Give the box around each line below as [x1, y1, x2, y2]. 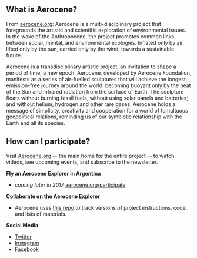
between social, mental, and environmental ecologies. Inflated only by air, [6, 39, 184, 46]
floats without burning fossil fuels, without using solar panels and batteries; [6, 94, 189, 101]
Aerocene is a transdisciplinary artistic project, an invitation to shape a [6, 63, 176, 70]
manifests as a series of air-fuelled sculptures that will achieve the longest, [6, 75, 188, 82]
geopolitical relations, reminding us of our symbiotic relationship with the [6, 113, 182, 120]
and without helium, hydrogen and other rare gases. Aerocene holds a [6, 100, 176, 108]
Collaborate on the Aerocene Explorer [6, 193, 101, 200]
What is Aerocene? [6, 5, 78, 15]
